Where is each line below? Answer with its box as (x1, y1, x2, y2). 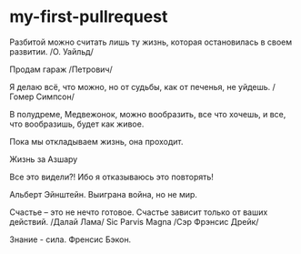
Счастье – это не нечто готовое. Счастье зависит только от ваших (9, 207, 268, 218)
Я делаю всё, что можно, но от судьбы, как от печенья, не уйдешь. (9, 81, 271, 92)
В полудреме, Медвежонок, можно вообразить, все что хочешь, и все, (9, 108, 286, 119)
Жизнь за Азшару (9, 153, 78, 165)
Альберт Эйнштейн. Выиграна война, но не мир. (9, 188, 198, 199)
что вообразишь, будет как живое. (9, 118, 145, 129)
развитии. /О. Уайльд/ (9, 46, 94, 56)
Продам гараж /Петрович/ (9, 64, 113, 75)
